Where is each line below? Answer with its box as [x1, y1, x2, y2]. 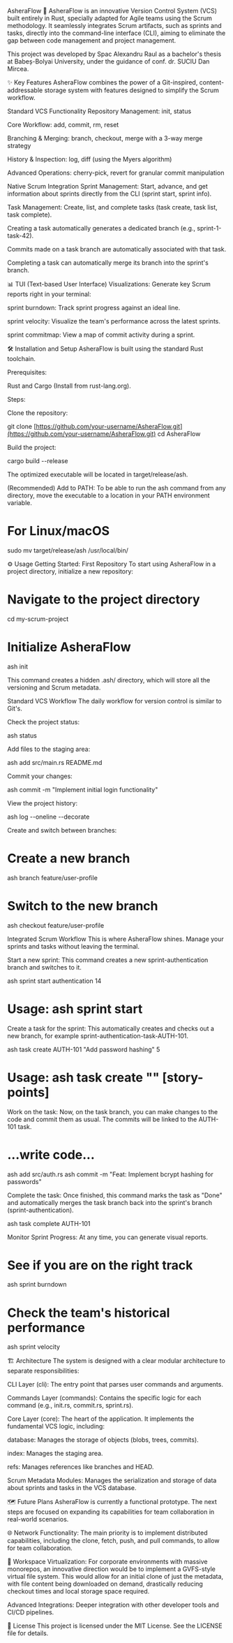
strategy [7, 142, 31, 149]
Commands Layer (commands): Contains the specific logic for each [7, 1394, 202, 1402]
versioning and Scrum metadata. [7, 683, 101, 692]
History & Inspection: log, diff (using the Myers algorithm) [7, 155, 172, 163]
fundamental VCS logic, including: [7, 1422, 105, 1431]
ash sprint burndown [7, 1280, 68, 1289]
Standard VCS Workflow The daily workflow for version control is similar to [7, 696, 222, 705]
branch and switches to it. [7, 963, 82, 971]
